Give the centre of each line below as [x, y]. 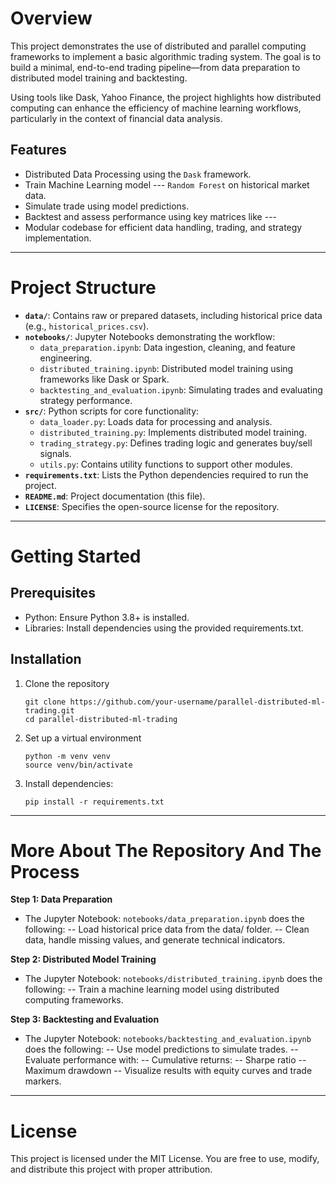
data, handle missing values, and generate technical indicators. [155, 940]
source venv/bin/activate [78, 765]
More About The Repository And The [166, 850]
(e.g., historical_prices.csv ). [87, 326]
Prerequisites [53, 593]
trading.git [49, 710]
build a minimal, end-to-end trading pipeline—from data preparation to [155, 67]
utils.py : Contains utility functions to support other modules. [166, 464]
